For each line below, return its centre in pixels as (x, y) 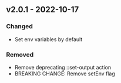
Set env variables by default (48, 39)
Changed (20, 26)
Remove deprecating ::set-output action (63, 67)
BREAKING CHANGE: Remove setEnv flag (65, 74)
